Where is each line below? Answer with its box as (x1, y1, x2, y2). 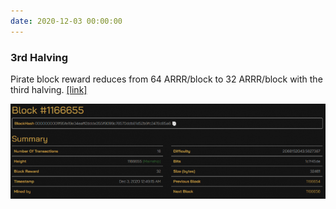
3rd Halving (10, 50, 69, 64)
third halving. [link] (10, 83, 88, 95)
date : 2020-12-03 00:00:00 (10, 16, 123, 26)
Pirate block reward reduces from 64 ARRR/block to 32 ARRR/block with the (10, 73, 323, 85)
